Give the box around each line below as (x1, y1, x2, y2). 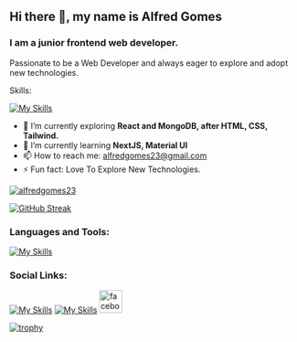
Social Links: (9, 269, 68, 282)
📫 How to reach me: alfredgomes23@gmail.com (22, 150, 207, 161)
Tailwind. (22, 130, 59, 141)
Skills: (9, 84, 32, 96)
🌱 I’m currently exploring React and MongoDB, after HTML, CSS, (22, 120, 268, 131)
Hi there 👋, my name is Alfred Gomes (9, 9, 222, 25)
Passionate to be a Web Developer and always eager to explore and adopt (9, 57, 289, 69)
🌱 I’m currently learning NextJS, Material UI (22, 139, 188, 151)
